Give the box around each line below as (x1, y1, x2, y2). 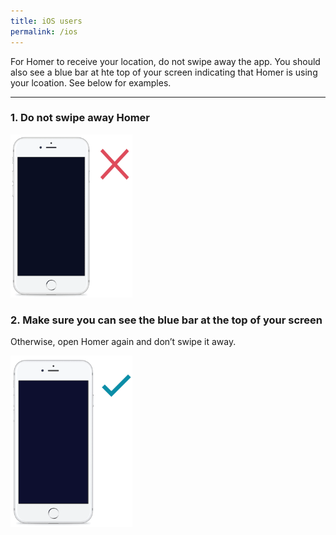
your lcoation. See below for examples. (10, 76, 172, 89)
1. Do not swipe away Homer (10, 111, 151, 125)
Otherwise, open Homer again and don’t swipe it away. (10, 335, 237, 347)
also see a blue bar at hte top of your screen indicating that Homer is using (10, 66, 318, 78)
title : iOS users (10, 16, 83, 26)
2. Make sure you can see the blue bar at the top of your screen (10, 313, 323, 327)
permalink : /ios (10, 26, 78, 37)
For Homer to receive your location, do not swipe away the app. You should (10, 55, 321, 67)
